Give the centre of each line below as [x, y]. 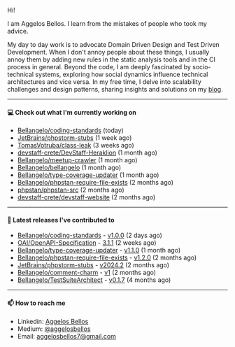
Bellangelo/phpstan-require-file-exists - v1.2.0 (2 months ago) [107, 257]
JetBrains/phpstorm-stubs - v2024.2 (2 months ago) [93, 265]
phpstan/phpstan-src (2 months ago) [71, 190]
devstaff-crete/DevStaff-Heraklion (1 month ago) [87, 153]
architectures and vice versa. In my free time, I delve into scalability [104, 82]
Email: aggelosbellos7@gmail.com [67, 336]
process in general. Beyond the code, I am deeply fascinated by [99, 67]
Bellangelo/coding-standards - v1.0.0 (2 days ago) [90, 235]
